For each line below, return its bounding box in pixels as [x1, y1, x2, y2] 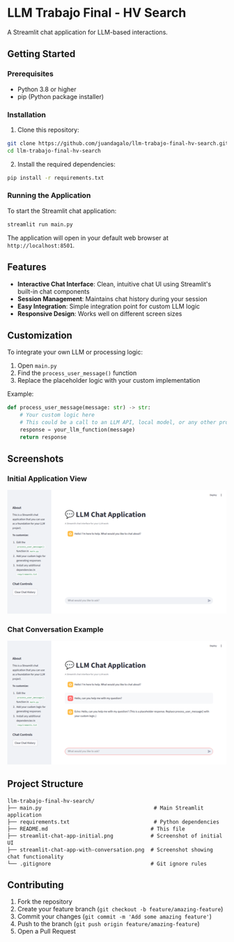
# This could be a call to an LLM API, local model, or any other [19, 419, 217, 426]
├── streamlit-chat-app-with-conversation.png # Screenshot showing [7, 846, 214, 853]
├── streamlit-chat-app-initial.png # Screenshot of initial [7, 832, 223, 840]
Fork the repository [17, 897, 73, 906]
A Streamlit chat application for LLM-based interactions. [7, 28, 169, 36]
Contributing [7, 879, 64, 890]
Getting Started [7, 48, 76, 60]
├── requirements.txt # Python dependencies [7, 818, 219, 826]
